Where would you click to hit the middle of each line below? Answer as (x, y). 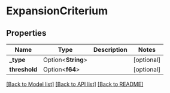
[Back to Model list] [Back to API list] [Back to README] (75, 84)
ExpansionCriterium (57, 11)
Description (110, 50)
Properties (26, 33)
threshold (23, 69)
